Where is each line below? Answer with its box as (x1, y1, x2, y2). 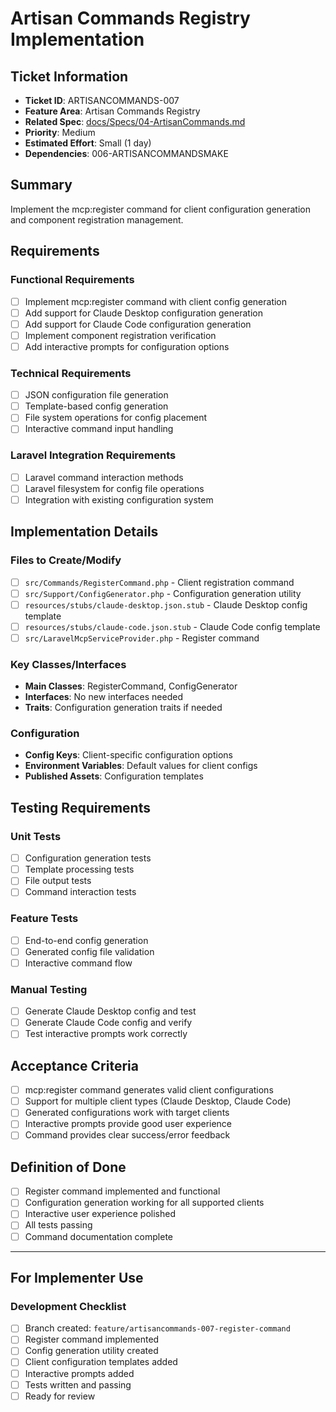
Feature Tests (10, 912, 79, 926)
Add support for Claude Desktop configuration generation (24, 307, 263, 319)
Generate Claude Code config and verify (24, 1017, 193, 1029)
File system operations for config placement (24, 412, 208, 424)
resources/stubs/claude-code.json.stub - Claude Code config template (24, 620, 321, 632)
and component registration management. (10, 213, 184, 226)
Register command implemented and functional (24, 1185, 221, 1197)
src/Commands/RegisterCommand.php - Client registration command (24, 576, 295, 588)
